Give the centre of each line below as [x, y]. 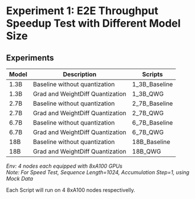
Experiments [30, 58]
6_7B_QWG [148, 132]
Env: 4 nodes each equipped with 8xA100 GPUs [64, 166]
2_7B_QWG [148, 113]
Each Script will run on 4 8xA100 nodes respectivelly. [71, 190]
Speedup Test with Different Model [94, 23]
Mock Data [20, 179]
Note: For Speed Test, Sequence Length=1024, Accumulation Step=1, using [98, 172]
